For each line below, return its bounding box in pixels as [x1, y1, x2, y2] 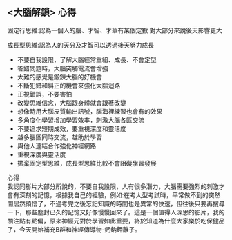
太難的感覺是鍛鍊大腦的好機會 [17, 72, 102, 81]
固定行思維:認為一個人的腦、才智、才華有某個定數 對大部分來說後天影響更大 [7, 26, 222, 34]
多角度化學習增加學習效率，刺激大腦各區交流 [17, 116, 145, 124]
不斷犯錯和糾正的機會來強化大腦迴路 [17, 81, 121, 90]
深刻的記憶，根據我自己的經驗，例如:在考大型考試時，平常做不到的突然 [19, 190, 221, 199]
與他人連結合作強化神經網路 [17, 141, 97, 150]
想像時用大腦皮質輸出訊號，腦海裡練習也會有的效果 [17, 107, 163, 115]
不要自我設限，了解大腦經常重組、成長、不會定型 [17, 55, 157, 63]
